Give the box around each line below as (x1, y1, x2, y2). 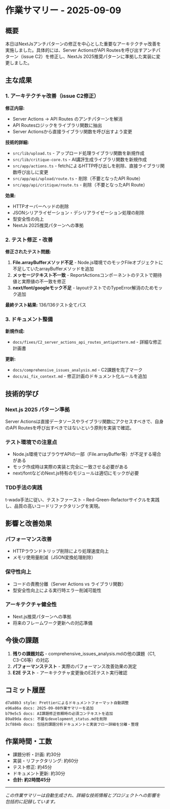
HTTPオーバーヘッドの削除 (12, 203, 69, 209)
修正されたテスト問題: (5, 248, 52, 254)
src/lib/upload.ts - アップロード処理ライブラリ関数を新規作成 (12, 150, 145, 156)
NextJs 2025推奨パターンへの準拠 (12, 222, 84, 228)
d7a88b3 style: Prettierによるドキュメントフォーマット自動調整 (5, 701, 129, 706)
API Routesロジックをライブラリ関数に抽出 (12, 122, 102, 128)
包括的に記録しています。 (5, 799, 58, 805)
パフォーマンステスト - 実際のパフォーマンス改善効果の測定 (12, 663, 137, 669)
